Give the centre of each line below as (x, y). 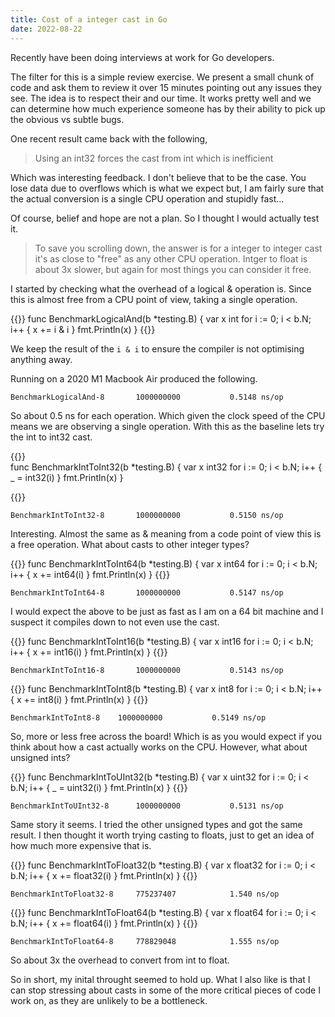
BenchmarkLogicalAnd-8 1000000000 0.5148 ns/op (147, 397)
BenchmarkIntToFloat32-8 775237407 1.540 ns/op (145, 894)
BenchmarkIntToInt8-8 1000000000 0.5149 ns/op (138, 717)
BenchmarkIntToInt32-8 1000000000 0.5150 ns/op (147, 515)
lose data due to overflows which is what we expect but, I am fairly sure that (167, 188)
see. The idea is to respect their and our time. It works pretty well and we (161, 98)
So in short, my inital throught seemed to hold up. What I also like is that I (160, 979)
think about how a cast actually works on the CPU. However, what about (159, 747)
